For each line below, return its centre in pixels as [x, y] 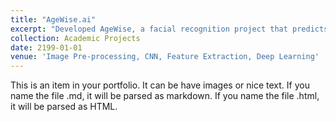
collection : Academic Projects [75, 38]
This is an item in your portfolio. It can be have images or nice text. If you [160, 85]
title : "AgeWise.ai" [53, 19]
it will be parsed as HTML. [64, 107]
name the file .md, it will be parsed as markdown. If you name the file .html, [165, 96]
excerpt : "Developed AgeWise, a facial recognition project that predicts [169, 29]
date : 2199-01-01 [46, 47]
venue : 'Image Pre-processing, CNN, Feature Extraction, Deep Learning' [165, 57]
